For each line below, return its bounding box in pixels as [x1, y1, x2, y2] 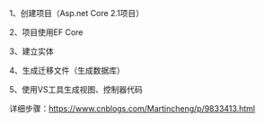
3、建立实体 [9, 46, 54, 57]
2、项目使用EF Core [9, 27, 84, 38]
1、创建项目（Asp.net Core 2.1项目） [9, 8, 145, 18]
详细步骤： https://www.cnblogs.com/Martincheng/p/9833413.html [9, 103, 256, 114]
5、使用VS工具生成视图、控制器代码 [9, 84, 143, 94]
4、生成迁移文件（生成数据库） [9, 66, 126, 75]
